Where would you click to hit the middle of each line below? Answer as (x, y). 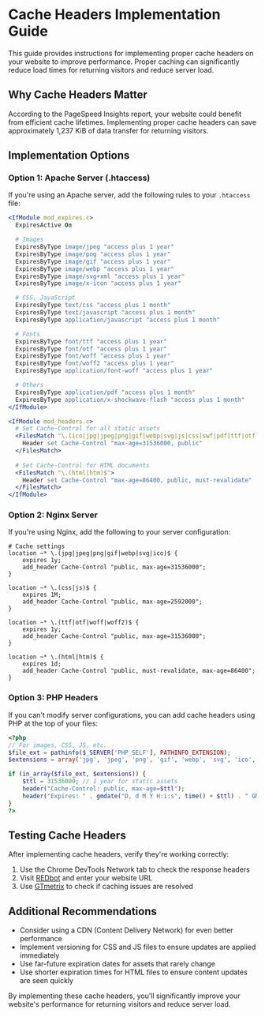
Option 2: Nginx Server (53, 515)
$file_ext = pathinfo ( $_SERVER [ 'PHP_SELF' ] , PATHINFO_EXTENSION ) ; (119, 752)
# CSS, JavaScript (46, 298)
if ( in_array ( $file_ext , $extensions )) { (77, 774)
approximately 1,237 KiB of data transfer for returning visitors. (108, 130)
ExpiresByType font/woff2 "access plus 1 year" (95, 364)
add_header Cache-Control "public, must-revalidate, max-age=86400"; (139, 671)
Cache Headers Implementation (114, 15)
